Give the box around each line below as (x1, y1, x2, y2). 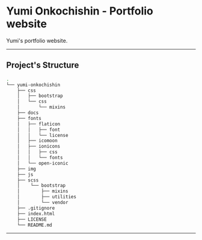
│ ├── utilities (17, 194, 77, 200)
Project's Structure (6, 60, 79, 71)
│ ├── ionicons (17, 144, 61, 150)
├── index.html (17, 210, 55, 216)
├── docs (17, 110, 39, 116)
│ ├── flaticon (17, 121, 61, 127)
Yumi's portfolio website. (6, 37, 68, 44)
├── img (17, 166, 36, 172)
